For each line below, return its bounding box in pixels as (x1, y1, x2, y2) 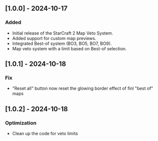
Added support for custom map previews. (12, 35, 96, 41)
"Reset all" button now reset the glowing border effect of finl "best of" (12, 85, 153, 91)
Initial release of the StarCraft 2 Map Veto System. (12, 30, 113, 36)
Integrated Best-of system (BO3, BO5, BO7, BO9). (12, 40, 112, 46)
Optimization (5, 120, 37, 126)
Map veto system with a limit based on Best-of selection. (12, 45, 127, 51)
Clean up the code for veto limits (12, 131, 78, 137)
